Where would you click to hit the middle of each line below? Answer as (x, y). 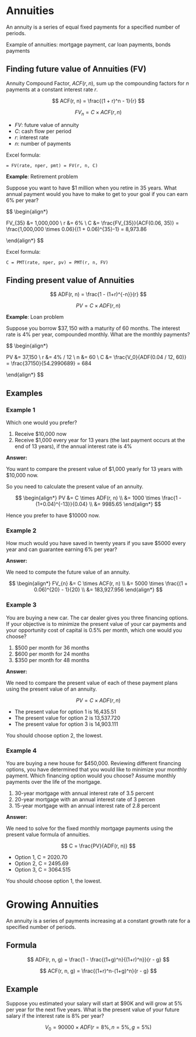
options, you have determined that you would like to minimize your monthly (97, 769)
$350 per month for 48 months (52, 660)
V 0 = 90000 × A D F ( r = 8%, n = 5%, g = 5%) (98, 1028)
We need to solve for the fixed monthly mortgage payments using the (90, 828)
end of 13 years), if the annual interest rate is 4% (73, 446)
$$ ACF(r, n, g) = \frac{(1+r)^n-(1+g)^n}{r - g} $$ (98, 971)
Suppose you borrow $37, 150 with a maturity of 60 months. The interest (93, 328)
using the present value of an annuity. (52, 689)
